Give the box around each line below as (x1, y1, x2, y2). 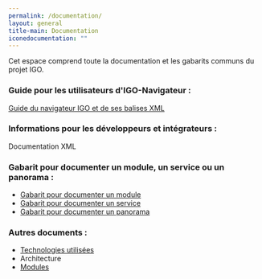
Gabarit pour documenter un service (19, 199, 141, 208)
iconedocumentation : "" (8, 34, 88, 43)
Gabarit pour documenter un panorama (19, 207, 150, 217)
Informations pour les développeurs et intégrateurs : (8, 123, 217, 134)
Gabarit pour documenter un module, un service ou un (8, 162, 225, 173)
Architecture (19, 254, 62, 264)
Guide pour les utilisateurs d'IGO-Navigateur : (8, 85, 191, 96)
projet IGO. (8, 65, 44, 75)
